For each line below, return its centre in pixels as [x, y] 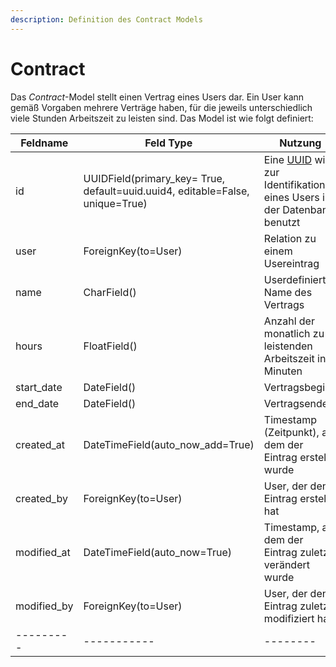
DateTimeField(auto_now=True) [157, 552]
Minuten [283, 371]
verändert [286, 564]
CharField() [110, 292]
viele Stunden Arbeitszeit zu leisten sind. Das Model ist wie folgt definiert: [162, 118]
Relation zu [290, 238]
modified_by [44, 606]
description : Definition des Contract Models [106, 19]
